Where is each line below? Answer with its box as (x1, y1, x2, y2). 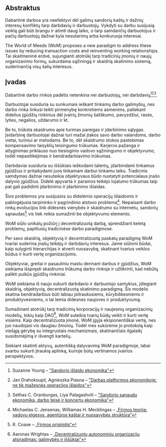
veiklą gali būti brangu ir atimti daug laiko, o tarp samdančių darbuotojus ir (5, 27, 156, 34)
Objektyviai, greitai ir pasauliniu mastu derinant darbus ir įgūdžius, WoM (5, 260, 152, 266)
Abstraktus (5, 4, 41, 12)
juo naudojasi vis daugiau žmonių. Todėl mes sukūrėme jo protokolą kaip (5, 323, 153, 329)
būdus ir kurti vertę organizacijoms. (5, 251, 78, 257)
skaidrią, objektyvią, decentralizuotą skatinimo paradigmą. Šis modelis (5, 286, 148, 292)
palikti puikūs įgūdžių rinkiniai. (5, 271, 67, 277)
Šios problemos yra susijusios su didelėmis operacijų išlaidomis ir (5, 193, 138, 199)
